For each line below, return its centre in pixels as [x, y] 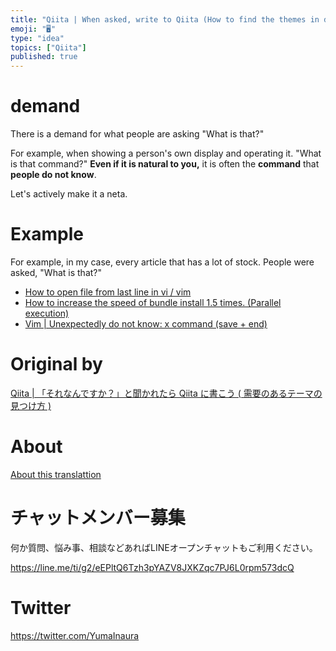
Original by [56, 364]
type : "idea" [37, 38]
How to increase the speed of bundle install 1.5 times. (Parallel [153, 302]
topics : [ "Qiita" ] [48, 47]
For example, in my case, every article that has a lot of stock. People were [162, 262]
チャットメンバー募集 [98, 518]
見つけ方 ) [31, 405]
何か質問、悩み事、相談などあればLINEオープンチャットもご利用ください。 [164, 547]
